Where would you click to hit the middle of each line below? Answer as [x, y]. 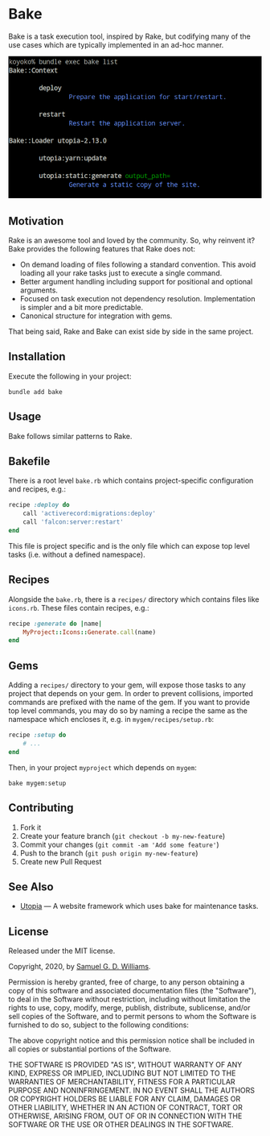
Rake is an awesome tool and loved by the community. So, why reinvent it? [132, 240]
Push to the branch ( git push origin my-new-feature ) [109, 853]
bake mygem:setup [37, 783]
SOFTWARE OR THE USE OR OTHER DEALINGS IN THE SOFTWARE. [121, 1125]
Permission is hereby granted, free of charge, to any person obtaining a [127, 982]
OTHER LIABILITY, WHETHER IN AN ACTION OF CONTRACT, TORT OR [125, 1108]
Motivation [36, 221]
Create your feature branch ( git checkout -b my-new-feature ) [123, 835]
